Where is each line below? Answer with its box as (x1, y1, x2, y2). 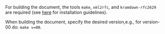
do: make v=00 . (12, 24, 42, 30)
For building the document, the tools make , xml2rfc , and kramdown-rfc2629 (5, 4, 156, 10)
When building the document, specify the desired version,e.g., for (5, 19, 142, 25)
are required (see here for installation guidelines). (5, 9, 108, 15)
